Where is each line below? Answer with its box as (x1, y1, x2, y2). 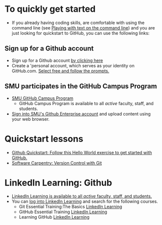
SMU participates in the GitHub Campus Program (4, 82, 157, 90)
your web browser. (11, 116, 50, 122)
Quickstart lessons (4, 133, 84, 144)
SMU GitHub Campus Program (11, 95, 74, 101)
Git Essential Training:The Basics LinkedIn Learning (19, 204, 122, 210)
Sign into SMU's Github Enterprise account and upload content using (11, 111, 151, 116)
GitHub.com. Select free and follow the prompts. (11, 68, 110, 74)
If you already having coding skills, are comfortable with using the (11, 20, 145, 26)
